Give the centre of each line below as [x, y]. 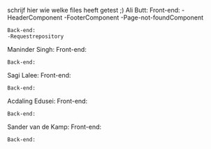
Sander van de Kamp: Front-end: [54, 127]
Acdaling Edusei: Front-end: [48, 101]
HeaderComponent [35, 17]
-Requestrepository [36, 36]
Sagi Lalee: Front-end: [39, 75]
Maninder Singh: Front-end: [47, 49]
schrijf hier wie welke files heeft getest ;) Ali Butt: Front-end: [94, 10]
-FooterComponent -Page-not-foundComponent [134, 17]
